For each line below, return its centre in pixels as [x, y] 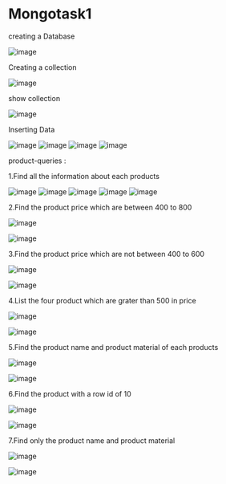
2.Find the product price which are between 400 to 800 [100, 207]
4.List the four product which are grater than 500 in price [102, 300]
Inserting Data [32, 129]
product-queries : [37, 161]
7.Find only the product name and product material [92, 440]
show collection [34, 98]
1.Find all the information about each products [84, 176]
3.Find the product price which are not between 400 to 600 [107, 254]
